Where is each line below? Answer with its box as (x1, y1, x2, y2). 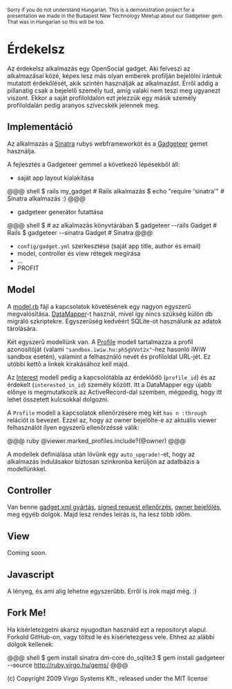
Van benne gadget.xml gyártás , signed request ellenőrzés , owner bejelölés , (7, 503, 222, 511)
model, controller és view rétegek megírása (17, 249, 141, 257)
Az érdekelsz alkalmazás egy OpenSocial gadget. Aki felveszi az (7, 64, 191, 73)
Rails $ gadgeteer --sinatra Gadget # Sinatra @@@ (7, 228, 153, 236)
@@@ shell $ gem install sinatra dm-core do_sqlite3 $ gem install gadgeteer (7, 653, 225, 661)
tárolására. (7, 324, 38, 332)
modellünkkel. (7, 464, 47, 473)
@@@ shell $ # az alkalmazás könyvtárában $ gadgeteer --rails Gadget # (7, 221, 217, 229)
